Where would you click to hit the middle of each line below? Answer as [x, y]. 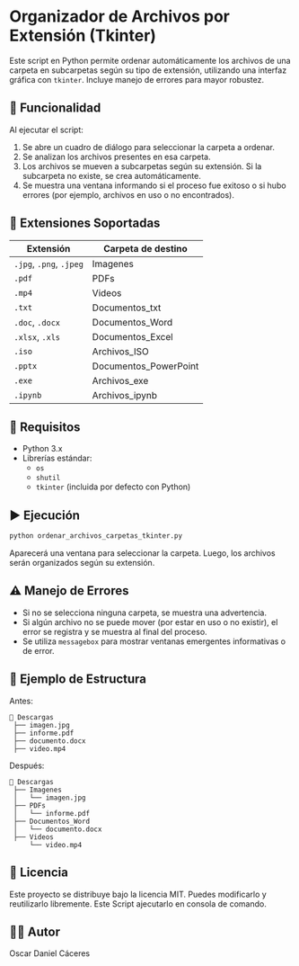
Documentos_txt [127, 308]
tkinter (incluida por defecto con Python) [113, 487]
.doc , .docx [37, 322]
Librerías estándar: [57, 458]
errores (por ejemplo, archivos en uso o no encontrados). [128, 194]
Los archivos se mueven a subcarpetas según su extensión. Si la [142, 166]
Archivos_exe [120, 380]
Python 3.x [42, 449]
